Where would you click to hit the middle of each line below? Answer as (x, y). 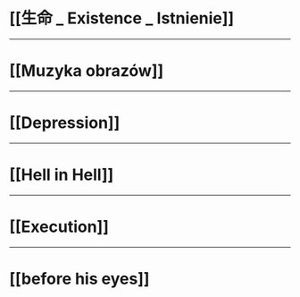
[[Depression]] (65, 123)
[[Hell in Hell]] (62, 174)
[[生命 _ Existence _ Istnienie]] (122, 18)
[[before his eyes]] (79, 279)
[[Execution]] (59, 227)
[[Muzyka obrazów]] (86, 71)
